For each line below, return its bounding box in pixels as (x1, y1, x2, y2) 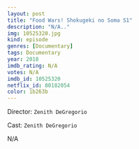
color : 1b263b (7, 88, 49, 95)
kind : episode (7, 36, 49, 43)
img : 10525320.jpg (7, 29, 61, 37)
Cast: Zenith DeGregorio (7, 121, 78, 129)
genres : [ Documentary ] (7, 43, 73, 50)
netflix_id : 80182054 (7, 82, 71, 89)
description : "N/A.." (7, 23, 71, 30)
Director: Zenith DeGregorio (7, 108, 87, 116)
